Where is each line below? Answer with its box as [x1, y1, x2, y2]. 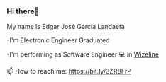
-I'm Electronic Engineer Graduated [6, 36, 111, 45]
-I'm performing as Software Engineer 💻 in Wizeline [6, 50, 159, 59]
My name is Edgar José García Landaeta [6, 23, 125, 31]
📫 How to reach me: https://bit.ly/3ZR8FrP [6, 67, 132, 76]
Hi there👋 [6, 6, 40, 16]
